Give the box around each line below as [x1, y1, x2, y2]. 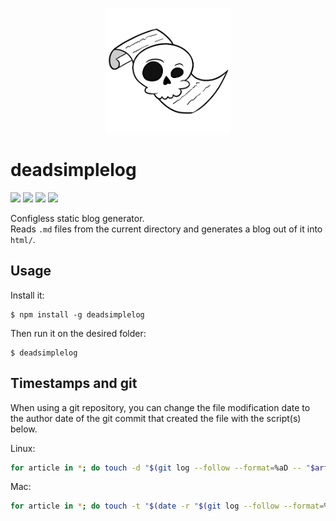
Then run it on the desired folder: [10, 327, 147, 339]
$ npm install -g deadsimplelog [10, 309, 145, 320]
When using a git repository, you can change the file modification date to [10, 401, 311, 413]
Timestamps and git [10, 375, 138, 392]
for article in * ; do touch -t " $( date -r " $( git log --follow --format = [10, 501, 325, 512]
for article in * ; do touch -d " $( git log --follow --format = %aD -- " [10, 463, 311, 473]
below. [10, 423, 38, 435]
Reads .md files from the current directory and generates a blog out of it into [10, 223, 323, 235]
